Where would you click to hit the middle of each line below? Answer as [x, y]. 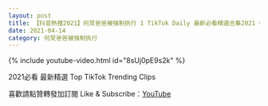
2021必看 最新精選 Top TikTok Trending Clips [82, 77]
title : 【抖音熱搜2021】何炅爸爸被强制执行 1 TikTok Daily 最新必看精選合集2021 [132, 23]
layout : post [30, 16]
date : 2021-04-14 [37, 30]
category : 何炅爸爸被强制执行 [53, 38]
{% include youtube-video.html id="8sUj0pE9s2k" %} [97, 61]
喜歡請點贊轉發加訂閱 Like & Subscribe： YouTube [90, 94]
